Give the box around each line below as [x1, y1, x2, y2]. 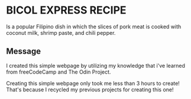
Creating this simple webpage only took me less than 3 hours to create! [6, 80, 180, 87]
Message [6, 47, 41, 57]
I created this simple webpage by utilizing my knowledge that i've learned [6, 62, 185, 69]
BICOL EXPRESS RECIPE [6, 4, 127, 17]
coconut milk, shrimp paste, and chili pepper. [6, 29, 116, 36]
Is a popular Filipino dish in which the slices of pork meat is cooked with [6, 23, 182, 30]
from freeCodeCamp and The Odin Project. [6, 68, 111, 75]
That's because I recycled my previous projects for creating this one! [6, 86, 174, 93]
